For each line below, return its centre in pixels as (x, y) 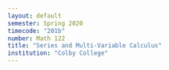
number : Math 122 (36, 38)
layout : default (34, 16)
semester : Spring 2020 (45, 23)
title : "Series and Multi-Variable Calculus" (84, 46)
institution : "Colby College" (58, 53)
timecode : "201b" (36, 31)
